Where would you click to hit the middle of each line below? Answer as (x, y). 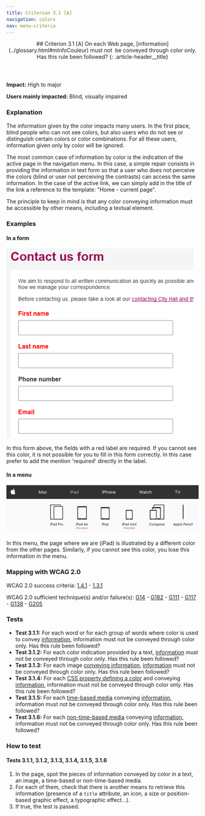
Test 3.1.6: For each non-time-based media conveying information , (99, 717)
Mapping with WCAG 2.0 (44, 572)
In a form (18, 238)
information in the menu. (37, 556)
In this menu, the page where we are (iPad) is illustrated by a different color (101, 543)
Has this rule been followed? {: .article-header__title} (103, 57)
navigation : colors (31, 19)
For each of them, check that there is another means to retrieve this (100, 787)
